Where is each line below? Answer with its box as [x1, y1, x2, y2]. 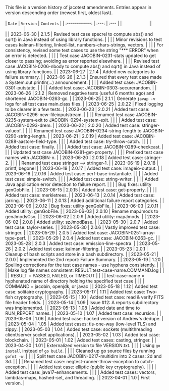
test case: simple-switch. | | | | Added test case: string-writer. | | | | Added [5, 176, 159, 182]
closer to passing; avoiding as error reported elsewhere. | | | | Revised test [5, 58, 160, 64]
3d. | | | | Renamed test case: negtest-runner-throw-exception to [5, 359, 140, 364]
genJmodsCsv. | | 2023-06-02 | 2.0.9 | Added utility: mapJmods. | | [5, 214, 146, 219]
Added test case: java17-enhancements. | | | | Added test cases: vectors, [5, 369, 156, 375]
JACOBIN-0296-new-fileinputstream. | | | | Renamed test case [5, 112, 135, 118]
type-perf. [5, 235, 27, 241]
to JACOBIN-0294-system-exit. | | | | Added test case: [43, 117, 157, 123]
